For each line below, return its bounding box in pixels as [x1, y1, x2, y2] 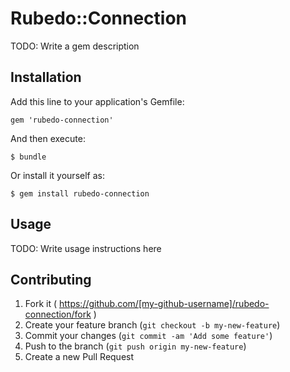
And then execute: [10, 132, 86, 144]
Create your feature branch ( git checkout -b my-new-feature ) [24, 319, 281, 331]
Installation [10, 69, 82, 86]
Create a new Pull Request [24, 351, 135, 363]
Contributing [10, 271, 92, 288]
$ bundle [10, 152, 47, 162]
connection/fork [24, 308, 92, 321]
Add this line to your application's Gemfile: [10, 95, 185, 107]
